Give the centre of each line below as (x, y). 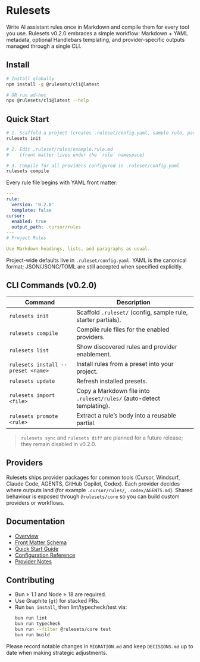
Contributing (30, 580)
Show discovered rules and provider (127, 346)
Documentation (36, 522)
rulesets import (32, 395)
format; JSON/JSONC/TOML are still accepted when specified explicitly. (95, 267)
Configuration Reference (45, 555)
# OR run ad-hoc (26, 95)
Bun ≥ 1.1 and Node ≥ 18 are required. (60, 594)
